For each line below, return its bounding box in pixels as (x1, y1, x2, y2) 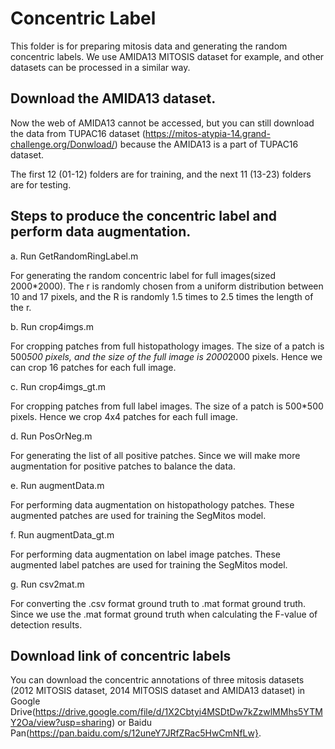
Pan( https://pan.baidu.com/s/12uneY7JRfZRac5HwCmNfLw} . (10, 727, 262, 739)
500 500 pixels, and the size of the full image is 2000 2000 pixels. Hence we (10, 350, 323, 362)
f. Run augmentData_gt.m (10, 528, 115, 541)
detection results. (10, 618, 83, 631)
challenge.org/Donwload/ (10, 138, 115, 150)
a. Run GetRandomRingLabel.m (10, 250, 139, 262)
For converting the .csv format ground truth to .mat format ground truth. (10, 597, 307, 609)
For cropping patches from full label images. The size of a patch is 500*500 (10, 400, 324, 412)
